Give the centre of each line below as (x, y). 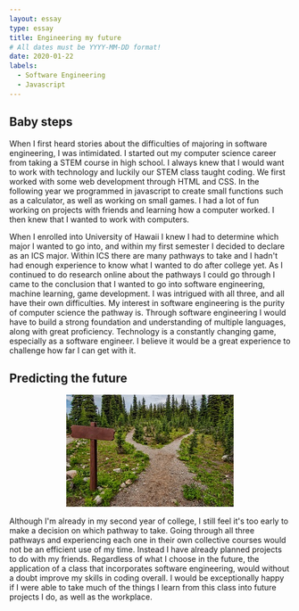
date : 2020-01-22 (42, 57)
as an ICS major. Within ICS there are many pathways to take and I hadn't (144, 255)
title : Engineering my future (66, 37)
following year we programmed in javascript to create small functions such (146, 191)
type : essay (31, 28)
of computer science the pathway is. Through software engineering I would (148, 312)
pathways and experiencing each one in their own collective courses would (148, 541)
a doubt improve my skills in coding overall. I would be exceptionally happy (147, 578)
